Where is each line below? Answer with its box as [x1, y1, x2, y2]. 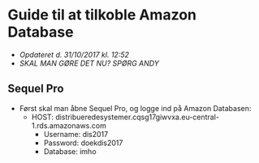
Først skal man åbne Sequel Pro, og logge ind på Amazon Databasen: [19, 103, 252, 113]
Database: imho [43, 146, 97, 156]
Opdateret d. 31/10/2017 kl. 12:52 [19, 49, 129, 59]
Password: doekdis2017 [43, 138, 123, 148]
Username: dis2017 [43, 129, 109, 139]
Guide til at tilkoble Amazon [7, 6, 196, 24]
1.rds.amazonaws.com [31, 120, 106, 131]
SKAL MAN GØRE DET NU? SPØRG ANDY [19, 58, 159, 68]
